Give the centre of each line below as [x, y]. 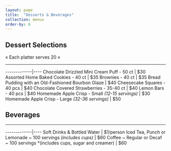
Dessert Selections [36, 45]
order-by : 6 [18, 24]
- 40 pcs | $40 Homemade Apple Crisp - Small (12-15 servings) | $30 [78, 94]
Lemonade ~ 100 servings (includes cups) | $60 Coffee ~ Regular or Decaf [84, 137]
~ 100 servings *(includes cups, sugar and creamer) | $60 [66, 143]
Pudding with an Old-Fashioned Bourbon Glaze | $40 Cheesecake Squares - [85, 83]
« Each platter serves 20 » [33, 57]
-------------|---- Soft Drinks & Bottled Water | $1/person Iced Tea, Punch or [85, 132]
